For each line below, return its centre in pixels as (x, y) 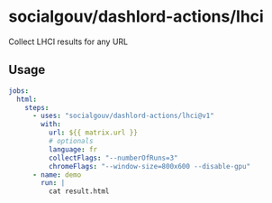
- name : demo (57, 175)
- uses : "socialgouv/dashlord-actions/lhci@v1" (123, 116)
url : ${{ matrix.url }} (93, 133)
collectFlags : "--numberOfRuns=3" (113, 158)
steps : (37, 107)
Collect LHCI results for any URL (68, 42)
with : (51, 125)
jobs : (18, 91)
